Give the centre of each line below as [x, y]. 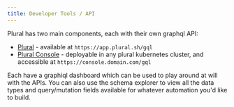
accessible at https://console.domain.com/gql [84, 61]
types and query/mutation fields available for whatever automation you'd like [117, 90]
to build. [19, 97]
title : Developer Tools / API [51, 14]
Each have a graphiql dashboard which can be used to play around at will [112, 75]
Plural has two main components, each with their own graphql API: [103, 33]
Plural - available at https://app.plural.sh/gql [85, 47]
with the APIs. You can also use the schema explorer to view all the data [111, 82]
